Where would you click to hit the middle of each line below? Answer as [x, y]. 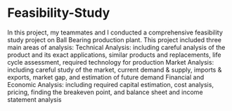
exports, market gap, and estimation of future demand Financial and [106, 77]
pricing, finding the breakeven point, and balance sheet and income [105, 92]
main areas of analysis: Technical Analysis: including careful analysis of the [116, 47]
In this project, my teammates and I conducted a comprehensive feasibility [115, 32]
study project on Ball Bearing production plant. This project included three [114, 39]
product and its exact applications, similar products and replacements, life [114, 55]
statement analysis [34, 99]
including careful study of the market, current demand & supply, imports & [115, 70]
